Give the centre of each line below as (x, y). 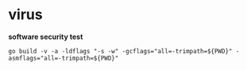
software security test (46, 37)
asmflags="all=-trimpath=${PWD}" (64, 58)
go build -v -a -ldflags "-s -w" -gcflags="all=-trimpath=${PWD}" (120, 51)
